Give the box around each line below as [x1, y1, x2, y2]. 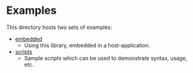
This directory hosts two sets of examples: [6, 24, 113, 31]
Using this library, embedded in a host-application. [24, 42, 150, 49]
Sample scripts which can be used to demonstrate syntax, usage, [24, 54, 188, 62]
